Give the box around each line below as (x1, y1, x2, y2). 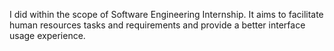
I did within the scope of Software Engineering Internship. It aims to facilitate (9, 9, 324, 20)
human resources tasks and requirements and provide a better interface (9, 19, 306, 31)
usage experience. (9, 30, 86, 41)
